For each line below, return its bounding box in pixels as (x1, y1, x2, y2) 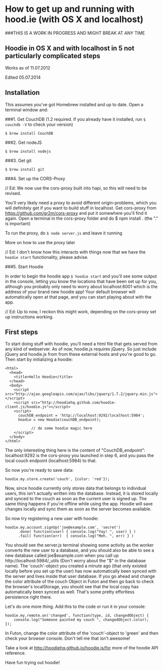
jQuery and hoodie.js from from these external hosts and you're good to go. (5, 351, 157, 357)
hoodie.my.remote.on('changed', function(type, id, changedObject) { (5, 613, 149, 618)
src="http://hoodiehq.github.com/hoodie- (31, 400, 117, 405)
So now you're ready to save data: (5, 467, 74, 473)
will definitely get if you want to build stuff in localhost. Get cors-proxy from (5, 205, 157, 211)
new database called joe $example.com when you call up (5, 553, 119, 558)
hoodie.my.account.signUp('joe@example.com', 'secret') (5, 525, 121, 530)
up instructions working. (5, 314, 54, 320)
